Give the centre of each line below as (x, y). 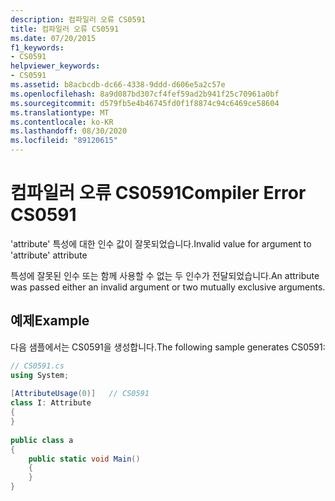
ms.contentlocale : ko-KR (62, 122)
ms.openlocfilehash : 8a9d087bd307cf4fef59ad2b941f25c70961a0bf (145, 94)
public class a (42, 440)
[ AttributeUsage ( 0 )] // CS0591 (80, 394)
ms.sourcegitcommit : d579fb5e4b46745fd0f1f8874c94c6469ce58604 (145, 103)
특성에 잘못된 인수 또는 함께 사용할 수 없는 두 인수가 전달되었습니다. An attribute (165, 275)
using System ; (40, 375)
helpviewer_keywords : (55, 66)
